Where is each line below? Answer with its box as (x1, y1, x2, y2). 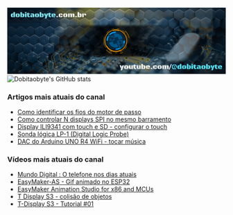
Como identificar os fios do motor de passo (17, 108, 142, 116)
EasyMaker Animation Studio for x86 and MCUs (17, 185, 154, 193)
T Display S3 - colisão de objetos (17, 192, 112, 201)
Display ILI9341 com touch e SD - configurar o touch (17, 122, 168, 130)
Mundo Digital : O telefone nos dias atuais (17, 171, 137, 179)
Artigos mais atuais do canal (7, 92, 105, 101)
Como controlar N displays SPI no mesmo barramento (17, 115, 172, 123)
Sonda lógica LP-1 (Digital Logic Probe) (17, 130, 130, 138)
